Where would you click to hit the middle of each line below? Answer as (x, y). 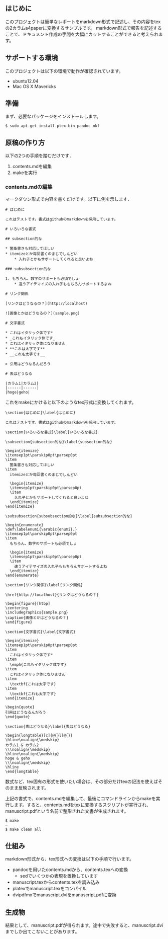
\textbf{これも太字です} (33, 694)
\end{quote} (18, 717)
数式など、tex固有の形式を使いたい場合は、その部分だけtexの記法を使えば (82, 781)
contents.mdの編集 (29, 187)
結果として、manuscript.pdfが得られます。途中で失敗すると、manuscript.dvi (84, 925)
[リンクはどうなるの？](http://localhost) (46, 303)
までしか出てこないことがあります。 (42, 931)
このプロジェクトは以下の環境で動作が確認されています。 (64, 71)
